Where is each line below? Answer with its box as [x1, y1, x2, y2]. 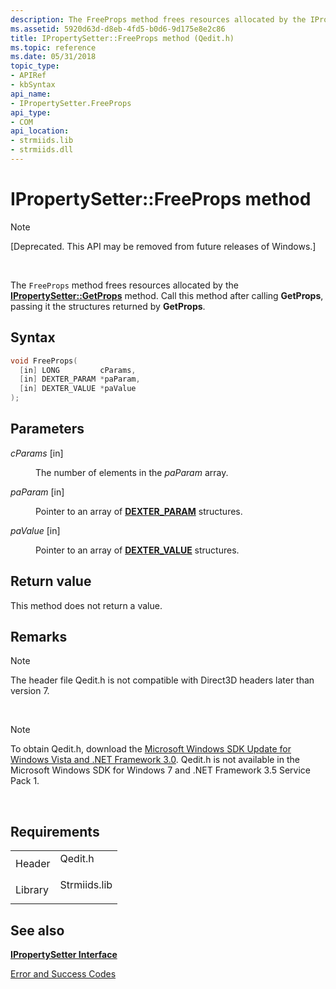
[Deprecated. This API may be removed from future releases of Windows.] [10, 240, 317, 252]
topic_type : [10, 61, 60, 71]
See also [10, 922, 65, 939]
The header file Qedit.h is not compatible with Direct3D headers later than [10, 674, 315, 686]
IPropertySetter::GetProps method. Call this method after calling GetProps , [10, 289, 324, 301]
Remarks [10, 629, 68, 646]
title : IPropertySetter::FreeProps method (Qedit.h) [10, 33, 235, 43]
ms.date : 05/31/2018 [10, 52, 97, 62]
